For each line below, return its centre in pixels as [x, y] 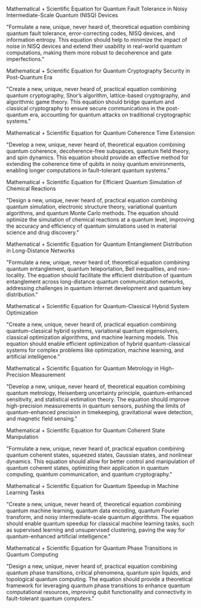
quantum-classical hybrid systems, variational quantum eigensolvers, [93, 331]
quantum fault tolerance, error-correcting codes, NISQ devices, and [91, 33]
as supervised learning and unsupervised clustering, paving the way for [96, 530]
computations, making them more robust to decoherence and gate [89, 53]
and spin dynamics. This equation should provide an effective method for [97, 157]
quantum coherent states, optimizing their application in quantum [87, 468]
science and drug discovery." [43, 232]
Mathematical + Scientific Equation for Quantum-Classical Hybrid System [98, 306]
